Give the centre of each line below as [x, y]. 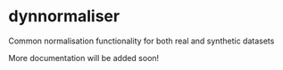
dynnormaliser [64, 16]
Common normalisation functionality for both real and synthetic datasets [141, 41]
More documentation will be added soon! [84, 58]
